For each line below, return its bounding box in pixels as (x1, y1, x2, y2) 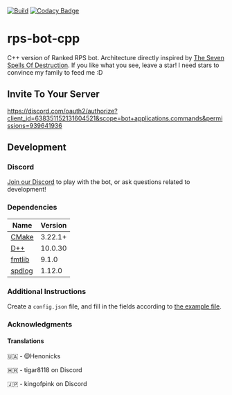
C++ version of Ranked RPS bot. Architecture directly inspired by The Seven (7, 53, 225, 62)
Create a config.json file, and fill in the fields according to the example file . (7, 302, 222, 311)
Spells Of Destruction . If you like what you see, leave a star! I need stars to (7, 61, 220, 69)
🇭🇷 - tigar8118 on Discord (7, 366, 82, 374)
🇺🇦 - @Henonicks (7, 352, 61, 360)
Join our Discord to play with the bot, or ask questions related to (7, 178, 190, 186)
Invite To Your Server (7, 89, 100, 100)
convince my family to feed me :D (7, 68, 103, 76)
